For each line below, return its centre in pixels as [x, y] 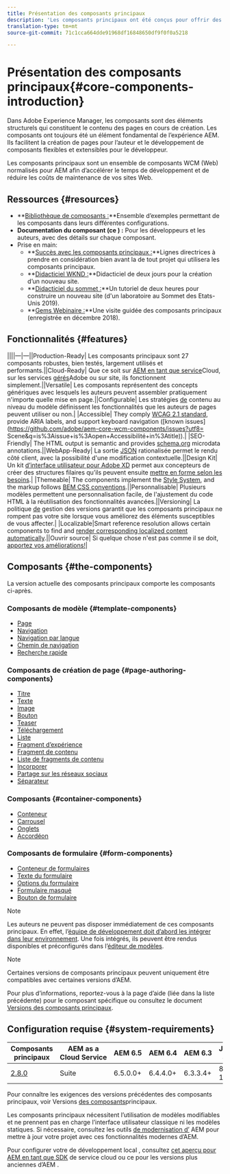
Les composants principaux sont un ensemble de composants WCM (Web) [113, 163]
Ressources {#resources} [63, 199]
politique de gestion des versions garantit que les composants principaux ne [115, 509]
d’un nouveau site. [53, 281]
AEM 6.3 [198, 1053]
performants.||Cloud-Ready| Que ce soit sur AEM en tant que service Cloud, [114, 370]
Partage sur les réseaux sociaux [62, 774]
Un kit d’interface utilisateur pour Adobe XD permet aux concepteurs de [108, 465]
